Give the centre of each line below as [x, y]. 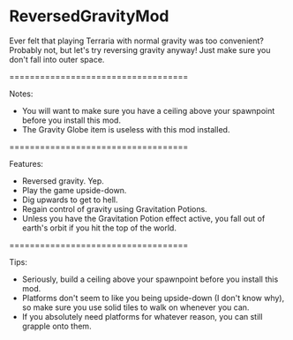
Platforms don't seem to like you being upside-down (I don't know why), [153, 298]
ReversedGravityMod [89, 16]
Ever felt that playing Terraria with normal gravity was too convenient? [137, 41]
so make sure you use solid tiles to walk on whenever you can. [135, 307]
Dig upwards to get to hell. [70, 200]
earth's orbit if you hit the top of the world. [99, 228]
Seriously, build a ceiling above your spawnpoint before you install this [150, 279]
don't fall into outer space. [57, 59]
